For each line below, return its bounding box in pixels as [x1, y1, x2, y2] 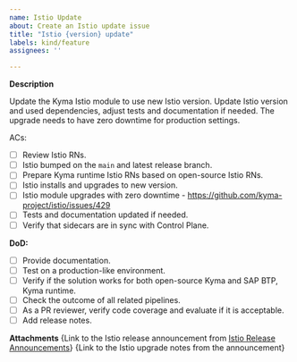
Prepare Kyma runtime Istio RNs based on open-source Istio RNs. [21, 170, 264, 181]
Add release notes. [21, 315, 92, 325]
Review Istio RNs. [21, 149, 87, 161]
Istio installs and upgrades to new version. [21, 180, 179, 190]
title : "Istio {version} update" [9, 29, 134, 38]
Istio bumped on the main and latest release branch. [21, 160, 213, 171]
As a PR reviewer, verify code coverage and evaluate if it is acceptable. [21, 305, 284, 316]
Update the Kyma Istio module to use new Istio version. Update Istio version [9, 96, 289, 107]
